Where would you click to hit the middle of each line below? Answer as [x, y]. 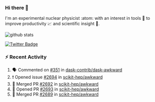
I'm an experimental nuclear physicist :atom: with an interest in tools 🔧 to [78, 18]
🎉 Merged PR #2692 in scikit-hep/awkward [55, 84]
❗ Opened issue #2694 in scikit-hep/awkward [57, 77]
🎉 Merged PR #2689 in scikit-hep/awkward [55, 94]
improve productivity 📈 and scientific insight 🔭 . [52, 24]
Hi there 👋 [17, 8]
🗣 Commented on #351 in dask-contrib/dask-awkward [67, 70]
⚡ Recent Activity [26, 57]
